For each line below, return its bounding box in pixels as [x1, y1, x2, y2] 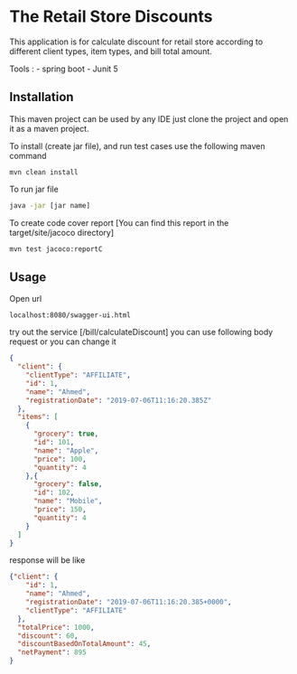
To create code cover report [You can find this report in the [9, 217, 229, 228]
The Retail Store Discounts [9, 6, 213, 27]
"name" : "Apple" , [32, 445, 99, 455]
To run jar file [9, 183, 59, 194]
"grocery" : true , [32, 429, 99, 439]
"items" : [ [17, 413, 59, 422]
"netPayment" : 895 [17, 648, 88, 657]
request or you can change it [9, 336, 117, 347]
